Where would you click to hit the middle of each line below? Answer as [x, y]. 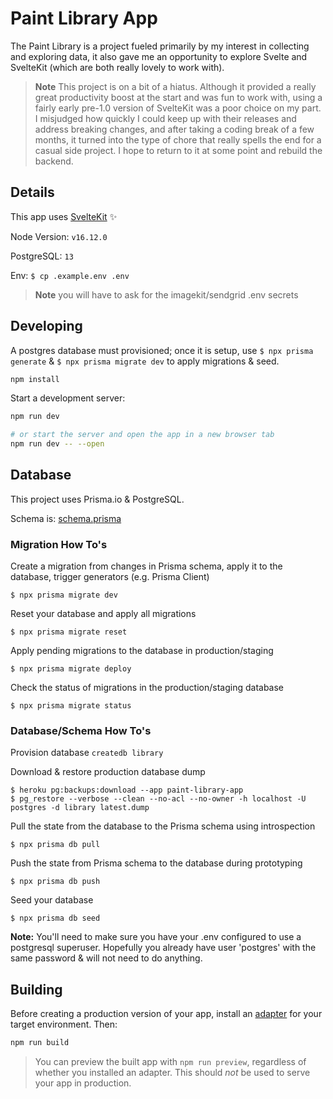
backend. [54, 161]
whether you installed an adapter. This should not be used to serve [172, 1073]
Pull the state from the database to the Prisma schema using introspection [163, 826]
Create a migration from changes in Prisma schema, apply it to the [146, 566]
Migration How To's [59, 544]
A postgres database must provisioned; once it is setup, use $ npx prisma [162, 350]
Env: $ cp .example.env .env [70, 275]
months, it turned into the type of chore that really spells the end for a [178, 139]
